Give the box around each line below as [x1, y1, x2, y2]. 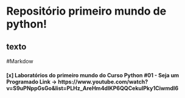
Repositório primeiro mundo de [6, 4, 167, 18]
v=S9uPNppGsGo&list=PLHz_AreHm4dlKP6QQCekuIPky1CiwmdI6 [6, 84, 179, 92]
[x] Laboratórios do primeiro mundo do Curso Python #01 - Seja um [6, 71, 180, 79]
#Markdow [6, 58, 33, 65]
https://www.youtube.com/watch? [57, 78, 148, 85]
